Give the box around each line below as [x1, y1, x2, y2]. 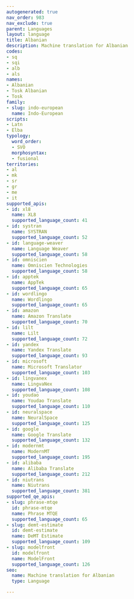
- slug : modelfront [6, 544, 56, 550]
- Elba [6, 127, 23, 133]
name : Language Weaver [11, 246, 69, 252]
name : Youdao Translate [11, 398, 71, 404]
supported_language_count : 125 [11, 420, 91, 426]
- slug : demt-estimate [6, 522, 63, 528]
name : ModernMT [11, 449, 50, 455]
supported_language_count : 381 [11, 488, 91, 494]
